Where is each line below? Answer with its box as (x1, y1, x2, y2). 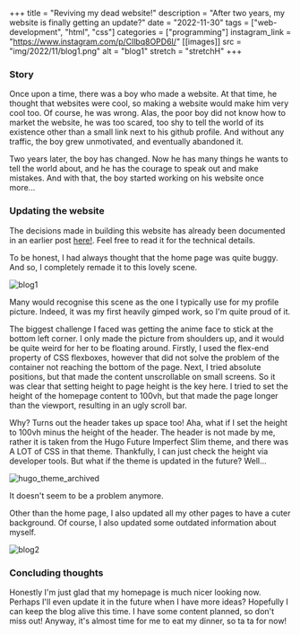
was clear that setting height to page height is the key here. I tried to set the (9, 381, 288, 392)
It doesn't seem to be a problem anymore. (9, 489, 164, 501)
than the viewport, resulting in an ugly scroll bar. (9, 400, 188, 410)
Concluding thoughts (9, 566, 104, 578)
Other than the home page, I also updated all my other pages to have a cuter (9, 507, 291, 518)
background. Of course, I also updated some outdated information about (9, 516, 277, 528)
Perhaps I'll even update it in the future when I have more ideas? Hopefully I (9, 596, 289, 607)
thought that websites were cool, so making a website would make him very (9, 98, 289, 109)
